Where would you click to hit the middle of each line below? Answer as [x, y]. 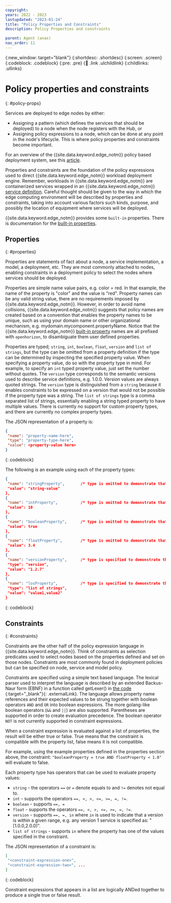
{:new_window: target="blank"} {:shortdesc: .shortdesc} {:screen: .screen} [84, 57]
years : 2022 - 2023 [26, 15]
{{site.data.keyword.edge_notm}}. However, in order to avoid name [76, 304]
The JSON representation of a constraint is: [51, 846]
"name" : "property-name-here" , [40, 436]
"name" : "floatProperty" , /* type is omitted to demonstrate [82, 541]
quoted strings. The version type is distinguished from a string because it [83, 384]
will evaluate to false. [27, 762]
